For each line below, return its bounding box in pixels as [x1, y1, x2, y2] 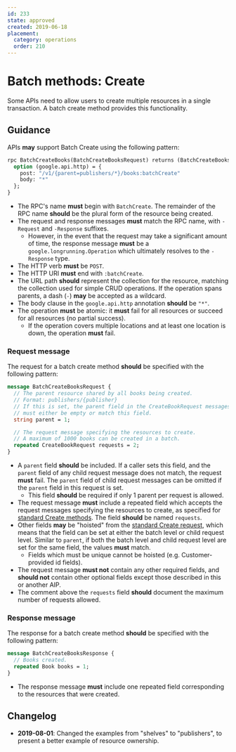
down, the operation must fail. [27, 329, 116, 337]
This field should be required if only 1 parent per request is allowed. [27, 491, 224, 500]
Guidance [7, 124, 51, 136]
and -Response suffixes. [41, 224, 109, 233]
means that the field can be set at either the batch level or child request [17, 529, 225, 537]
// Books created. [13, 656, 68, 664]
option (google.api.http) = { [13, 163, 102, 170]
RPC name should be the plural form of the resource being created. [17, 209, 214, 218]
